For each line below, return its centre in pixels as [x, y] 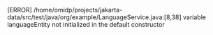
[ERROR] [20, 10]
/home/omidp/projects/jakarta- [78, 10]
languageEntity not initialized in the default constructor [86, 24]
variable [194, 17]
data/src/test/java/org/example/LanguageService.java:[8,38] [94, 17]
